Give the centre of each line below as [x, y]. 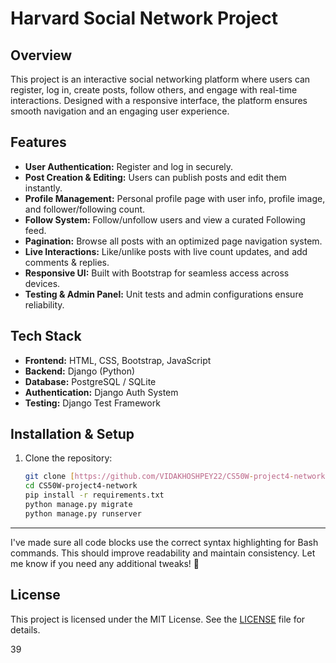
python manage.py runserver [83, 513]
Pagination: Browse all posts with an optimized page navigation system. [173, 241]
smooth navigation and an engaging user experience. [120, 111]
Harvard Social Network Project [144, 18]
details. [25, 629]
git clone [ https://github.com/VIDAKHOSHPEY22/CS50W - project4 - [159, 477]
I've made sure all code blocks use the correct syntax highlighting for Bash [164, 542]
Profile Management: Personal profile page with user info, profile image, [175, 198]
